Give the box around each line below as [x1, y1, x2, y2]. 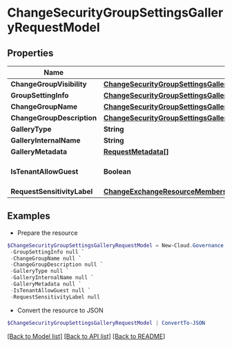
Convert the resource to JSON [17, 306, 104, 314]
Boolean [103, 167, 131, 176]
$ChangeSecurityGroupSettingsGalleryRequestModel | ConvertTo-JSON [7, 319, 206, 326]
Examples [7, 210, 50, 222]
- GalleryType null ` [10, 268, 70, 275]
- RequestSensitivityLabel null [10, 293, 100, 301]
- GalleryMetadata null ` [10, 281, 81, 288]
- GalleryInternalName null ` [10, 274, 95, 281]
